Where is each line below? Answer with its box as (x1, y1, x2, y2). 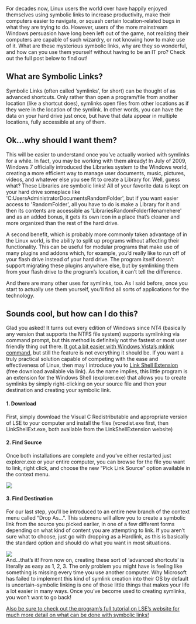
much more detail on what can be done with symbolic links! (6, 612, 149, 619)
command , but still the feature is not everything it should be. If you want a (6, 349, 184, 356)
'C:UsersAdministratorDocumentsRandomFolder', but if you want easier (6, 195, 178, 202)
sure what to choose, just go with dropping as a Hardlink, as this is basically (6, 533, 189, 540)
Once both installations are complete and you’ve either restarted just (6, 452, 171, 459)
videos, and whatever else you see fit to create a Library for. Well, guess (6, 176, 180, 183)
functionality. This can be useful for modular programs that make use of (6, 243, 180, 250)
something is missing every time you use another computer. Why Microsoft (6, 569, 187, 576)
